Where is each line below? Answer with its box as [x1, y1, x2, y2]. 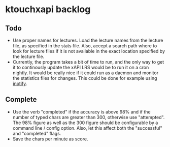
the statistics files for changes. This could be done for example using [12, 75, 157, 81]
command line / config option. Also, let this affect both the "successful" [12, 125, 162, 131]
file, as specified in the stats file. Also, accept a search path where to [12, 43, 157, 49]
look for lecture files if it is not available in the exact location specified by [12, 48, 165, 54]
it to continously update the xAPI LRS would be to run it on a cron [12, 65, 149, 70]
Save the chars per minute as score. [12, 136, 88, 142]
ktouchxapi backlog [5, 4, 91, 15]
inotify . [12, 80, 27, 86]
